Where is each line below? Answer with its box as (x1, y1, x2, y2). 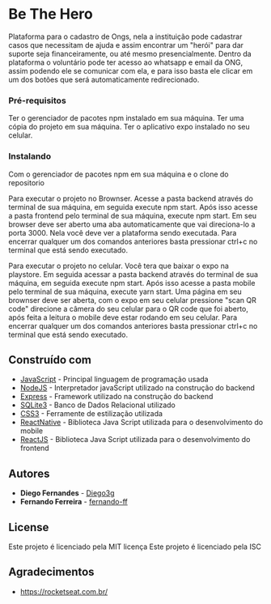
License (8, 520, 49, 534)
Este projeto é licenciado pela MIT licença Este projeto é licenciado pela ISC (8, 542, 261, 551)
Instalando (8, 151, 51, 162)
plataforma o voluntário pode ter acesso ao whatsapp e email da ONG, (8, 57, 243, 67)
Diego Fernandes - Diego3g (19, 488, 115, 498)
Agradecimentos (8, 565, 95, 579)
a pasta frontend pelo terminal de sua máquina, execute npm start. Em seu (8, 211, 257, 220)
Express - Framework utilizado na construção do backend (19, 392, 214, 402)
